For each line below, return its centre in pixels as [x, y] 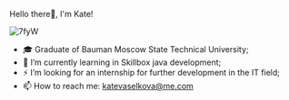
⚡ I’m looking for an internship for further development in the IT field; [151, 73]
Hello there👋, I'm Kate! [51, 14]
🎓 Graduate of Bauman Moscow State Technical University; [135, 49]
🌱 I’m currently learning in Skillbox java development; [122, 62]
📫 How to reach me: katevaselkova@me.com [108, 86]
